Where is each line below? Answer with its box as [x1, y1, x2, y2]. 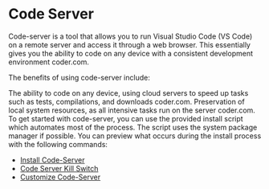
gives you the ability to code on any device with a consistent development [8, 48, 254, 58]
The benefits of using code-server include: [8, 72, 150, 82]
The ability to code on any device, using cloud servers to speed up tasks [8, 88, 249, 97]
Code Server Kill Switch [19, 163, 99, 173]
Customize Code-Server [19, 172, 101, 182]
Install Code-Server [19, 154, 85, 165]
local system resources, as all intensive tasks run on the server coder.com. [8, 105, 255, 115]
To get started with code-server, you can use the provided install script [8, 113, 243, 123]
